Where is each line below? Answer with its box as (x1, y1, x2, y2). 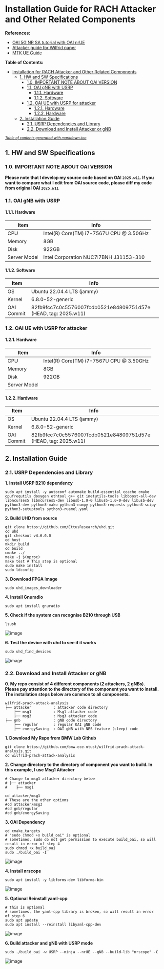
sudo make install (5, 563, 42, 568)
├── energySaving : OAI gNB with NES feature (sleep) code (14, 726, 139, 732)
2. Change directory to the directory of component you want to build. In (5, 762, 153, 767)
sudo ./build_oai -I (5, 850, 47, 855)
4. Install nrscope (5, 868, 41, 874)
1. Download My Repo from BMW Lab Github (5, 735, 97, 741)
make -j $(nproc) (5, 554, 41, 560)
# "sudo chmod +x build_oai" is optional (5, 833, 91, 838)
